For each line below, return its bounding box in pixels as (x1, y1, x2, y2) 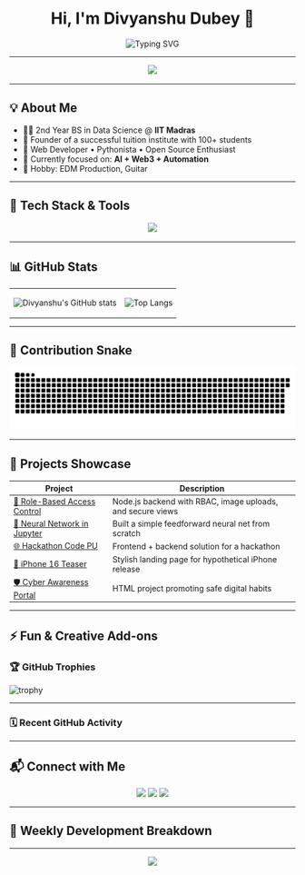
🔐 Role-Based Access (13, 495, 96, 507)
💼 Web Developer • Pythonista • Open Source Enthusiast (22, 144, 236, 154)
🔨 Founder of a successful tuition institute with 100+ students (22, 134, 252, 144)
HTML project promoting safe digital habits (112, 582, 272, 593)
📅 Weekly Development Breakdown (9, 823, 212, 839)
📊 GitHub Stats (9, 259, 98, 274)
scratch (112, 528, 141, 539)
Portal (13, 590, 36, 601)
